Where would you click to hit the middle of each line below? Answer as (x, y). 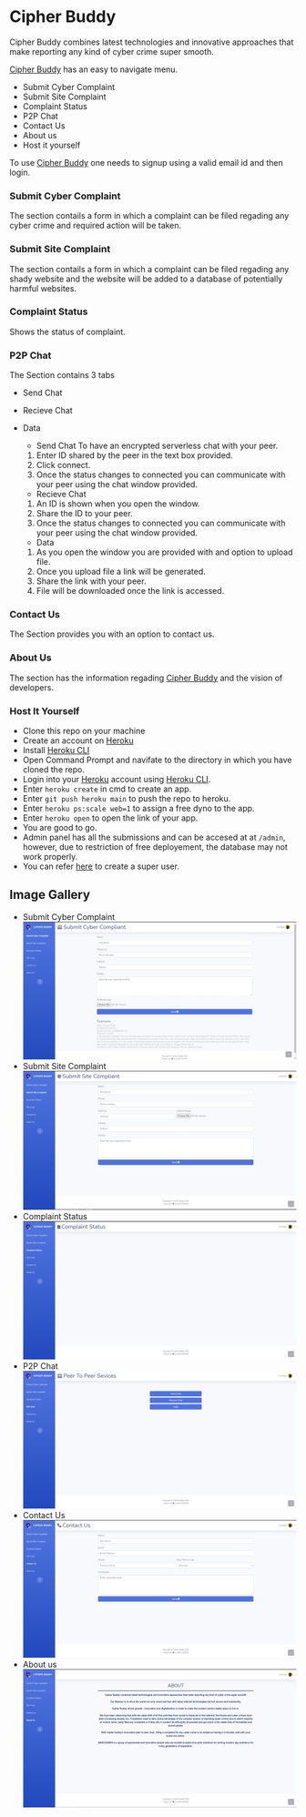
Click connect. (63, 465)
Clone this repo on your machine (84, 731)
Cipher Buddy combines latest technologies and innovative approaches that (152, 42)
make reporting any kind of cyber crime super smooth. (112, 51)
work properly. (50, 857)
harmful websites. (43, 288)
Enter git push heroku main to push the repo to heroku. (127, 799)
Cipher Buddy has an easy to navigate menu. (94, 69)
